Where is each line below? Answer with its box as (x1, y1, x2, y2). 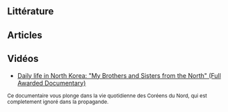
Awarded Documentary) (17, 79, 86, 87)
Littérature (7, 6, 54, 17)
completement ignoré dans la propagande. (7, 98, 109, 105)
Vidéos (7, 53, 39, 65)
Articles (7, 29, 43, 41)
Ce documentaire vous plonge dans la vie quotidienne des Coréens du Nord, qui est (7, 92, 207, 99)
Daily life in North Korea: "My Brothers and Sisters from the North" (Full (17, 71, 221, 79)
